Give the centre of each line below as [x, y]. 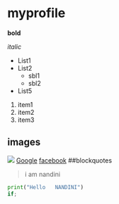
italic [15, 46]
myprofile [36, 13]
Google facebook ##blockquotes [64, 160]
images [24, 142]
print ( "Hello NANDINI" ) [45, 187]
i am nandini [42, 174]
